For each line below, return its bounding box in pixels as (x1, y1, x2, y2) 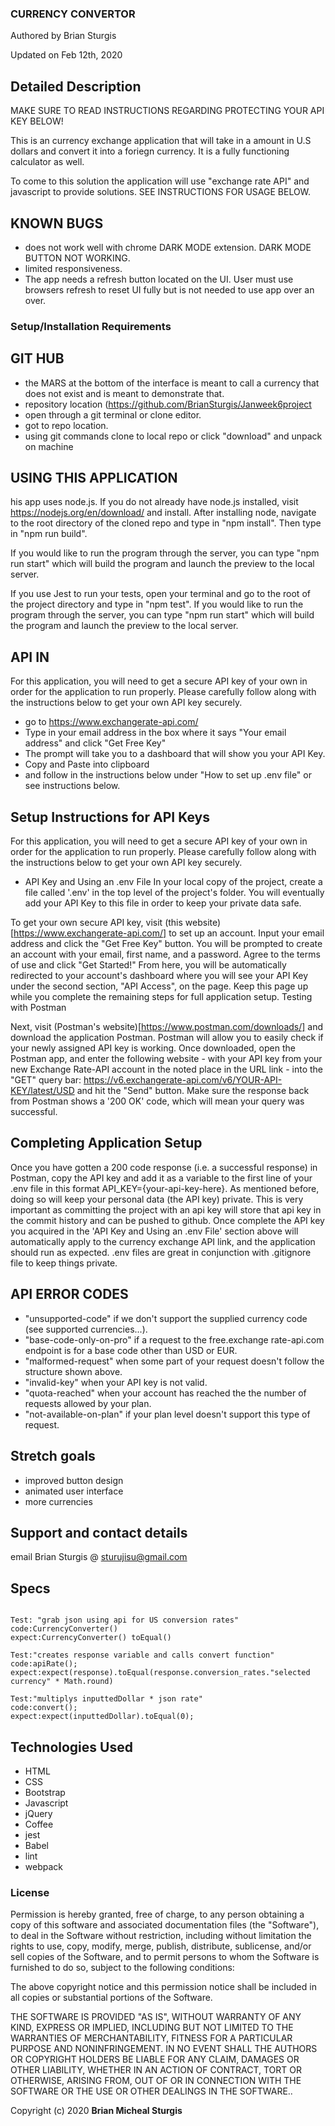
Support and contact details (10, 1524, 188, 1541)
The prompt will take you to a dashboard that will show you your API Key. (24, 748, 326, 760)
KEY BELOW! (10, 115, 64, 127)
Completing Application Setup (10, 1135, 203, 1152)
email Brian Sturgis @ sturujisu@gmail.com (10, 1551, 188, 1563)
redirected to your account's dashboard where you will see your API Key (10, 970, 309, 982)
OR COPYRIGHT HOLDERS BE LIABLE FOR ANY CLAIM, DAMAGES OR (10, 2053, 300, 2066)
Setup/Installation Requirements (10, 319, 172, 333)
